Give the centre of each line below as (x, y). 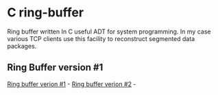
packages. (22, 46)
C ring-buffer (46, 13)
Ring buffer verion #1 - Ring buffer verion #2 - (72, 84)
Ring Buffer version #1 (55, 67)
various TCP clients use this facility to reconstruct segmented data (101, 38)
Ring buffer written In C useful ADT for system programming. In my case (109, 31)
